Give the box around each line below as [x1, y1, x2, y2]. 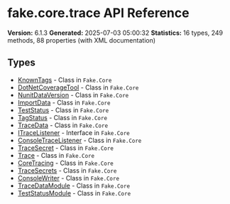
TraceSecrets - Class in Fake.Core [17, 166, 117, 175]
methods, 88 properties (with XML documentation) [7, 36, 156, 44]
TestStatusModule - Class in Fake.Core [17, 188, 131, 197]
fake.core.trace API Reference [7, 5, 190, 21]
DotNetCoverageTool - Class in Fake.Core [17, 83, 139, 92]
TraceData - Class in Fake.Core [17, 121, 109, 129]
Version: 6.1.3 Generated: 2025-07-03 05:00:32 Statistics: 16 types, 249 [7, 28, 224, 37]
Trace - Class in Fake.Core [17, 151, 94, 159]
